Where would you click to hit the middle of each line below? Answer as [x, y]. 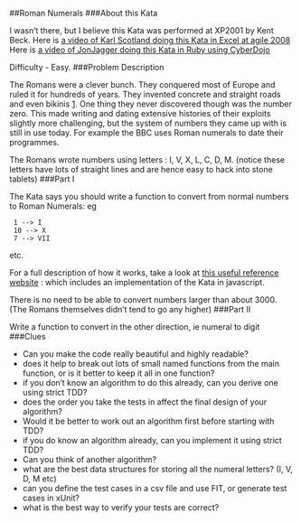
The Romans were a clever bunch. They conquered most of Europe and [142, 84]
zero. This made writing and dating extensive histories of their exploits [140, 113]
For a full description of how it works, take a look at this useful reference [144, 273]
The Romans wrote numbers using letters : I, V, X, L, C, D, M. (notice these [147, 160]
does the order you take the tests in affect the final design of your [145, 402]
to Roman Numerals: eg [53, 206]
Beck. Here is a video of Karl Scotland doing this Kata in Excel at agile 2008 [150, 40]
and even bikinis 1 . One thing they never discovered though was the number [150, 104]
